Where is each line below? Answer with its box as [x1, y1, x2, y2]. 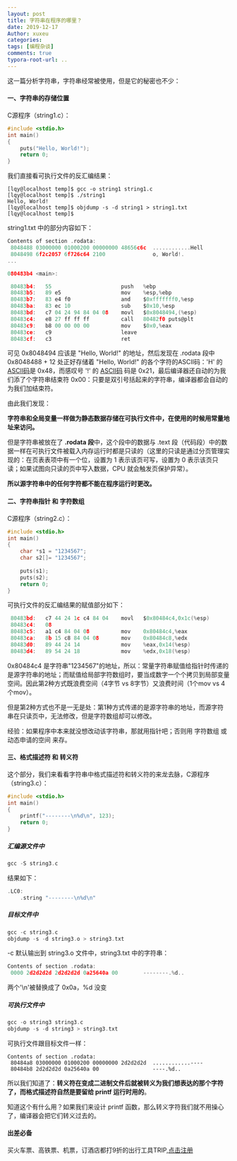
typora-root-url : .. [7, 56, 68, 64]
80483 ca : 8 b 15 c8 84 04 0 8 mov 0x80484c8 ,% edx [10, 634, 188, 642]
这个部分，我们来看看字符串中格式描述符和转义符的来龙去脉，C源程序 [7, 770, 210, 778]
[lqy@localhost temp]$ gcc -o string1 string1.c [7, 186, 153, 193]
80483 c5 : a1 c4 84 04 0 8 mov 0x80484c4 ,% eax [10, 628, 188, 635]
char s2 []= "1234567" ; [20, 555, 87, 562]
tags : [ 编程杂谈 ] [7, 43, 54, 50]
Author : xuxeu [7, 30, 49, 37]
